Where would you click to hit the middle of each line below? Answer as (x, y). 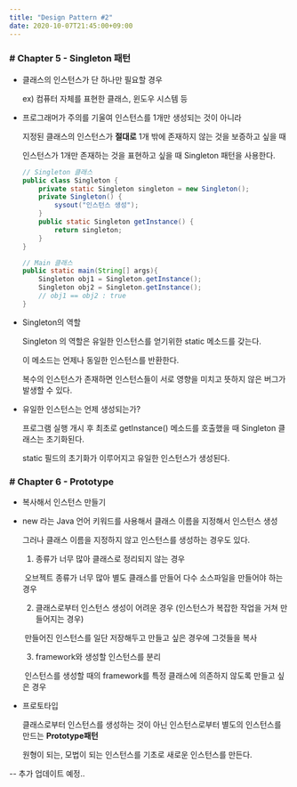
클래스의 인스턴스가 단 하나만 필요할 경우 (92, 79)
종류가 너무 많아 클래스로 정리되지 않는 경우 (110, 559)
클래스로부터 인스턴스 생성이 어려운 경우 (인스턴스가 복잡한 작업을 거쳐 (157, 608)
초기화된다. (65, 439)
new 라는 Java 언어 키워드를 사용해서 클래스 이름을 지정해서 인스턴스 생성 (150, 521)
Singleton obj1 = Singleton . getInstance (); (120, 280)
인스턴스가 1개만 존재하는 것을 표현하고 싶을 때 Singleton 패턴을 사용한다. (148, 155)
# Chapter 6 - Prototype (61, 482)
